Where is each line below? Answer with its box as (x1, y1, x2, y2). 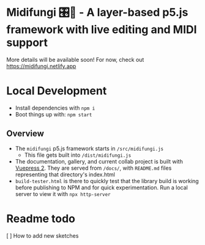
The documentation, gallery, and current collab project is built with (15, 157, 184, 165)
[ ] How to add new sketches (6, 232, 79, 239)
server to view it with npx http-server (15, 190, 111, 197)
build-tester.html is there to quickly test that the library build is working (15, 177, 199, 184)
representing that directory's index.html (15, 170, 115, 178)
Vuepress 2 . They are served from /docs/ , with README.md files (15, 164, 172, 171)
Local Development (6, 84, 107, 98)
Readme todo (6, 211, 75, 225)
